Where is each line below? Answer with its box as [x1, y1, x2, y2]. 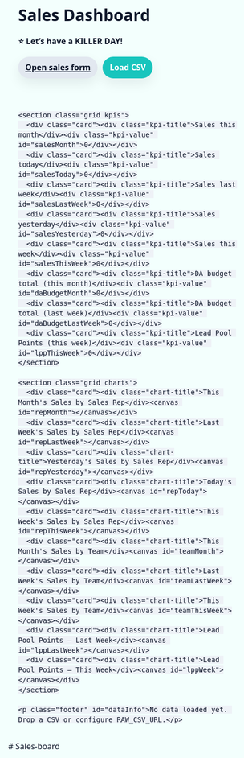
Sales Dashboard [18, 3, 151, 26]
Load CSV [109, 61, 147, 73]
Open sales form [25, 61, 91, 73]
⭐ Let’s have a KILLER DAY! [18, 35, 123, 47]
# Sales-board [8, 740, 60, 752]
